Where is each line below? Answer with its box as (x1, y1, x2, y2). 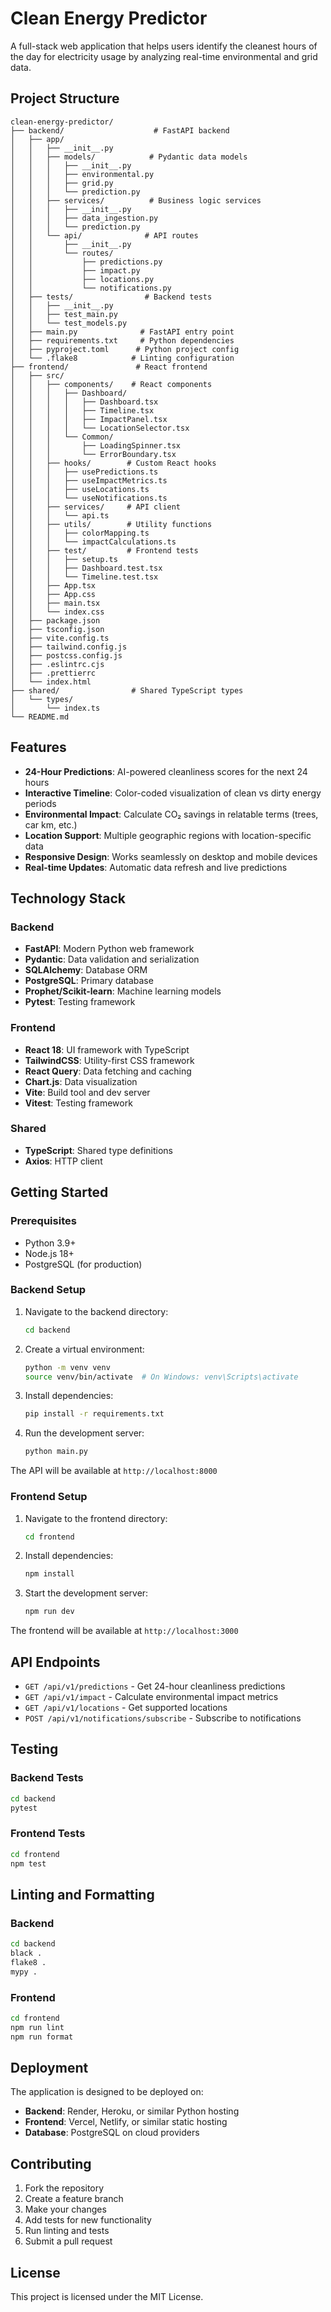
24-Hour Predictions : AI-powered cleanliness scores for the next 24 (24, 765, 308, 777)
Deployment (10, 2059, 89, 2076)
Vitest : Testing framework (24, 1097, 133, 1109)
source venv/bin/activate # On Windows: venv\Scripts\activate (24, 1372, 299, 1382)
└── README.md (10, 712, 70, 722)
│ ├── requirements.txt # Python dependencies (10, 335, 235, 346)
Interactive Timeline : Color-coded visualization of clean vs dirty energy (24, 787, 322, 799)
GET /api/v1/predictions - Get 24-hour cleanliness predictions (24, 1680, 286, 1692)
